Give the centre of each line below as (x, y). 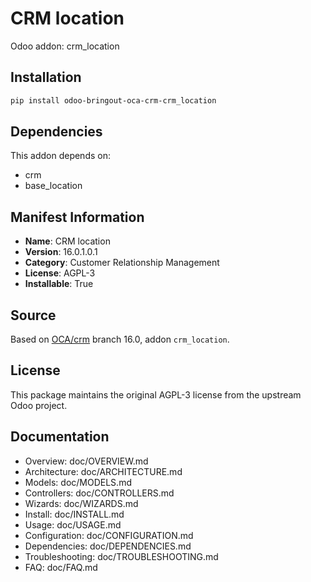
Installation (46, 77)
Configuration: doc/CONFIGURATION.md (109, 535)
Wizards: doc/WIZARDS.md (81, 503)
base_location (53, 186)
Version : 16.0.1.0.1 (61, 252)
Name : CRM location (67, 241)
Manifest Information (77, 217)
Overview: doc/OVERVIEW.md (86, 461)
